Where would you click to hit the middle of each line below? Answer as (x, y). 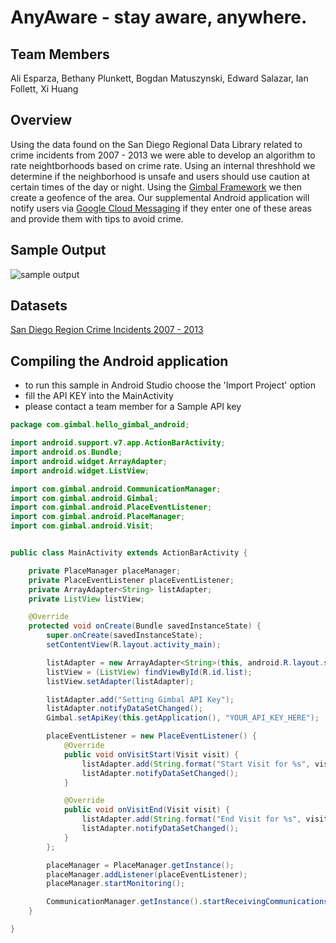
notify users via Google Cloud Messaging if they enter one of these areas (161, 208)
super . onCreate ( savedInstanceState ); (124, 636)
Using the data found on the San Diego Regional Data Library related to (156, 144)
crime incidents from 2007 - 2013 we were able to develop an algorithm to (163, 155)
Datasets (39, 306)
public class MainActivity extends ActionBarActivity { (129, 553)
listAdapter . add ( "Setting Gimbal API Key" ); (140, 699)
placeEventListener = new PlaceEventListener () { (151, 736)
